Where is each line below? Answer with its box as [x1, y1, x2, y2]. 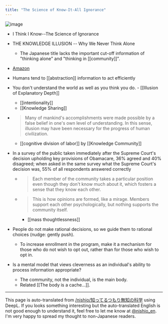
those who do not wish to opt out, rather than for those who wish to [19, 246, 159, 252]
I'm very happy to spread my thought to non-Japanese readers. [5, 313, 136, 319]
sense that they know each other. [32, 186, 101, 192]
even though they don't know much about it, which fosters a [32, 181, 156, 187]
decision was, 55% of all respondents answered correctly [12, 166, 131, 172]
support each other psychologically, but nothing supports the [32, 201, 159, 207]
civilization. [24, 131, 48, 137]
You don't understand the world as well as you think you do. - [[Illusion [12, 85, 158, 91]
